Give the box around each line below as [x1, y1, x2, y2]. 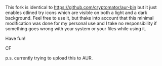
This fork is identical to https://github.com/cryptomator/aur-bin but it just [5, 5, 157, 10]
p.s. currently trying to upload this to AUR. [5, 55, 93, 61]
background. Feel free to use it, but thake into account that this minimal [5, 15, 154, 21]
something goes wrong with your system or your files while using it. [5, 26, 146, 32]
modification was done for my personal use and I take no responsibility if [5, 20, 157, 26]
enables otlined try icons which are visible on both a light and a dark [5, 10, 148, 16]
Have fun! [5, 35, 26, 41]
